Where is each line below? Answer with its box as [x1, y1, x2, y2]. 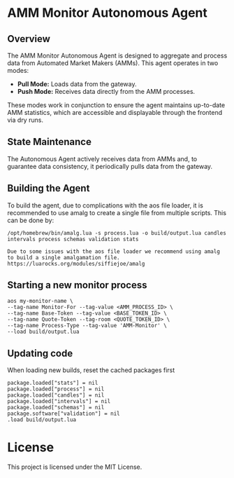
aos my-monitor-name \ [7, 298, 73, 305]
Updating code [7, 347, 73, 359]
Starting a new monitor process [7, 279, 147, 292]
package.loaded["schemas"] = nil [7, 404, 105, 411]
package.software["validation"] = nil [7, 410, 120, 418]
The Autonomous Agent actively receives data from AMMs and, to [7, 154, 198, 163]
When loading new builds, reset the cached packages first [7, 366, 175, 374]
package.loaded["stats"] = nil [7, 380, 98, 387]
